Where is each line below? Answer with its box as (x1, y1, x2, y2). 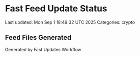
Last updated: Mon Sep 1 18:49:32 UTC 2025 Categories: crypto (5, 19, 135, 25)
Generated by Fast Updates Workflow (5, 46, 82, 52)
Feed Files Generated (5, 33, 72, 42)
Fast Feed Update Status (5, 3, 107, 14)
